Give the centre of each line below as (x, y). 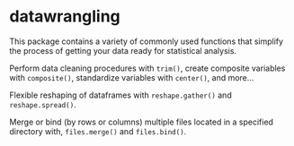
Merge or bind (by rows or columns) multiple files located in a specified (142, 122)
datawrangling (65, 17)
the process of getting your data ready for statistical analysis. (123, 50)
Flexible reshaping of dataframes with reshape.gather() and (120, 95)
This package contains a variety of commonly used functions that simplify (147, 41)
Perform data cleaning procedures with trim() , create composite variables (147, 68)
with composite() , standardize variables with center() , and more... (132, 77)
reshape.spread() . (43, 104)
